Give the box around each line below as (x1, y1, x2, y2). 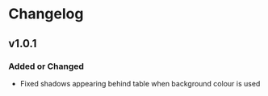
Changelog (8, 5, 84, 23)
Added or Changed (8, 61, 85, 72)
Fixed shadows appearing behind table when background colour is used (19, 78, 261, 88)
